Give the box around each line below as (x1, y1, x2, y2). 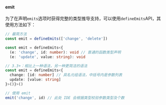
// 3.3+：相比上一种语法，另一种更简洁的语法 (5, 63, 88, 68)
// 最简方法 (5, 32, 27, 37)
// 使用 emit (5, 91, 31, 96)
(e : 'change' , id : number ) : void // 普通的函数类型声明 (9, 50, 121, 54)
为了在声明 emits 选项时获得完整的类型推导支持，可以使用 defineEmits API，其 (5, 15, 161, 22)
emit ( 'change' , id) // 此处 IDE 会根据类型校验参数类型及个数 (5, 95, 125, 100)
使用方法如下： (5, 22, 36, 28)
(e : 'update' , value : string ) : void (9, 54, 85, 59)
